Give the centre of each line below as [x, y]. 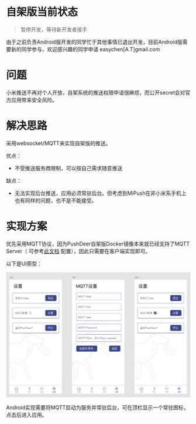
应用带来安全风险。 [34, 100]
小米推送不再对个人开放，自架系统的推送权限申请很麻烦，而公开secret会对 [96, 92]
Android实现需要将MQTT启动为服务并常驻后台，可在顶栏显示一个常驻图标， [97, 407]
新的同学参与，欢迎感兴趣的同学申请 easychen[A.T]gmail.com [85, 49]
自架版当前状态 [42, 12]
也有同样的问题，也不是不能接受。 [56, 200]
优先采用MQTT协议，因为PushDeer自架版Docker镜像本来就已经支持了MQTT [98, 244]
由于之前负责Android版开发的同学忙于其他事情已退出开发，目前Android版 [94, 42]
